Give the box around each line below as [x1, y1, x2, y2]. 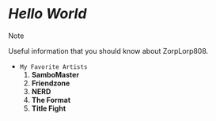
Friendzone [31, 78, 70, 88]
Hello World [8, 5, 87, 23]
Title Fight [31, 104, 66, 113]
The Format [31, 95, 71, 104]
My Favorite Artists [19, 62, 88, 71]
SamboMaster [31, 70, 80, 79]
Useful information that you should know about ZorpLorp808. [8, 46, 209, 55]
